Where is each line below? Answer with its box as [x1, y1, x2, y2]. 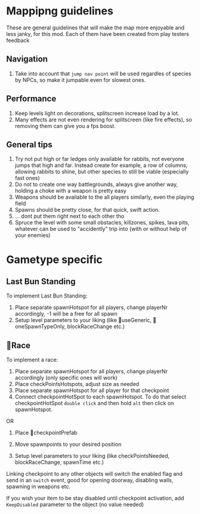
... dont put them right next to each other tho [14, 212, 124, 220]
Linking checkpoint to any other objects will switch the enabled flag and [6, 470, 183, 477]
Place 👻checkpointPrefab [14, 429, 78, 436]
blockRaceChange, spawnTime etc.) [14, 459, 104, 466]
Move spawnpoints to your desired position [14, 441, 122, 448]
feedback [6, 37, 30, 44]
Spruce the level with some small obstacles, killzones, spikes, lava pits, [14, 219, 190, 226]
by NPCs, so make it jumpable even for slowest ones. [14, 76, 146, 83]
